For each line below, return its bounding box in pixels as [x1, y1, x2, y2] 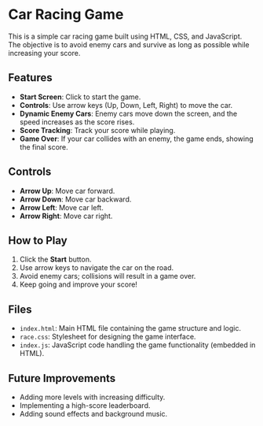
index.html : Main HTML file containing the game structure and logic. [19, 324, 242, 333]
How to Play [8, 234, 68, 247]
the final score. [19, 142, 68, 151]
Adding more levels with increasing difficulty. [19, 392, 166, 402]
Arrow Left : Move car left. [19, 202, 104, 212]
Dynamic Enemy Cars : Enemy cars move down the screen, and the [19, 109, 238, 118]
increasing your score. [8, 48, 81, 57]
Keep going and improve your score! [19, 280, 137, 289]
